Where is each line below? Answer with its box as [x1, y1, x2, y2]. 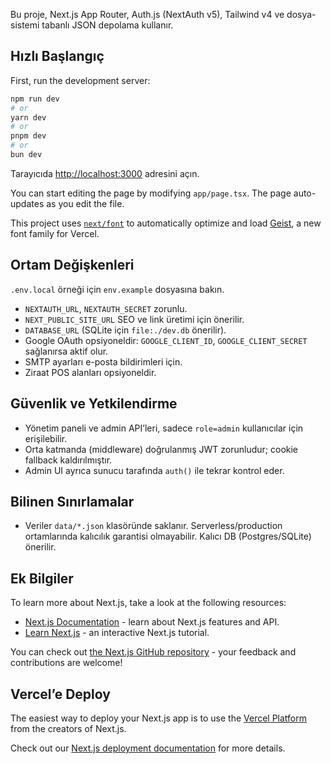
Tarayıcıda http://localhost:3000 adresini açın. [10, 167, 200, 179]
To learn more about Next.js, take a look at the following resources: [10, 597, 287, 609]
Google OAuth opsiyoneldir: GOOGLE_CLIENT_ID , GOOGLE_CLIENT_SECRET [24, 334, 308, 346]
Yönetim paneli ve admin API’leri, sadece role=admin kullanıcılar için [24, 422, 304, 434]
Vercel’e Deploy [10, 685, 111, 703]
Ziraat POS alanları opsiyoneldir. [24, 366, 157, 378]
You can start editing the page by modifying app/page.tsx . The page [10, 187, 292, 199]
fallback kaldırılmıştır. [24, 454, 113, 466]
